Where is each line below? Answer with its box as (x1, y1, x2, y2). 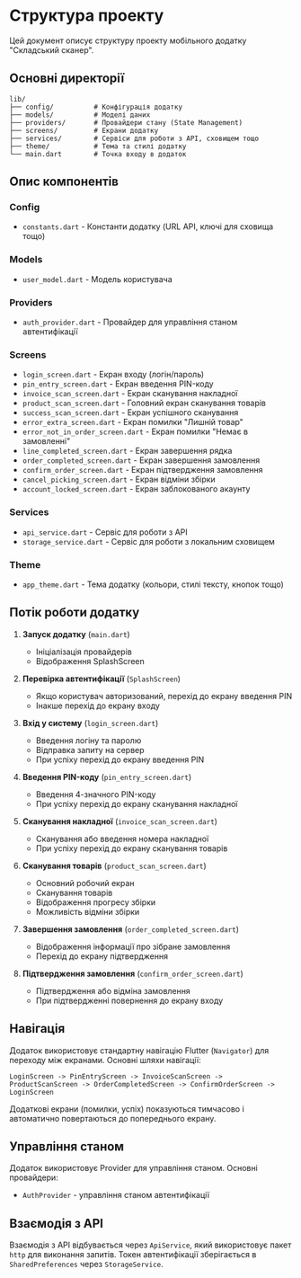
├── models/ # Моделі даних (9, 110, 151, 120)
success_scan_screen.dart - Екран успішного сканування (22, 407, 239, 418)
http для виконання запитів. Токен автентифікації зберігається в (9, 1249, 257, 1260)
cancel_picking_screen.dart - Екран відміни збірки (22, 474, 216, 485)
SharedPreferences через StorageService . (9, 1259, 164, 1270)
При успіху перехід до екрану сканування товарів (35, 842, 228, 854)
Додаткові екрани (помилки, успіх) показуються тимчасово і (9, 1103, 244, 1114)
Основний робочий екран (35, 877, 135, 888)
